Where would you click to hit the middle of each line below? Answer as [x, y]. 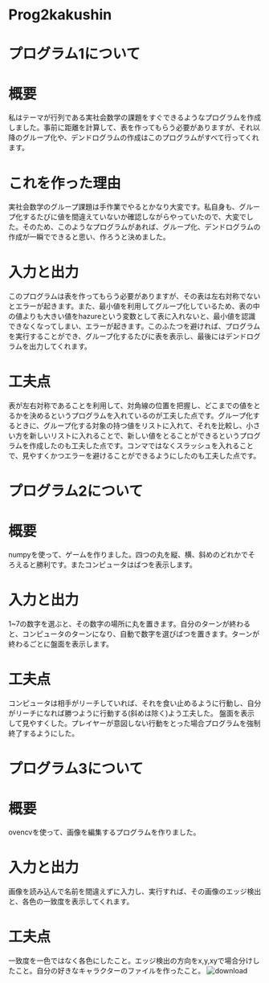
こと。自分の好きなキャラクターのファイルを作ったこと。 [110, 971]
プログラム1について [74, 54]
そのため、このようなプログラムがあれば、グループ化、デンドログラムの [141, 227]
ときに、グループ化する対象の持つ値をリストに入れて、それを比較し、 [130, 426]
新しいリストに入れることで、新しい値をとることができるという [134, 436]
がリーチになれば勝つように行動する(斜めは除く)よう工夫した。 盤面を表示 [132, 713]
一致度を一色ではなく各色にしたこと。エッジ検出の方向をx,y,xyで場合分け [130, 961]
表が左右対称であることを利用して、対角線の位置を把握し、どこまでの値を [131, 406]
